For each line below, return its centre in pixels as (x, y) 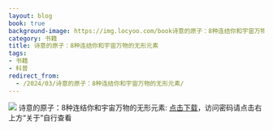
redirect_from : (34, 76)
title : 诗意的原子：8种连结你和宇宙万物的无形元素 (84, 46)
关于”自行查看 (49, 117)
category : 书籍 (33, 38)
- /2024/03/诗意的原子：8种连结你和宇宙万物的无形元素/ (100, 83)
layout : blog (30, 16)
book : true (27, 23)
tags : (17, 53)
